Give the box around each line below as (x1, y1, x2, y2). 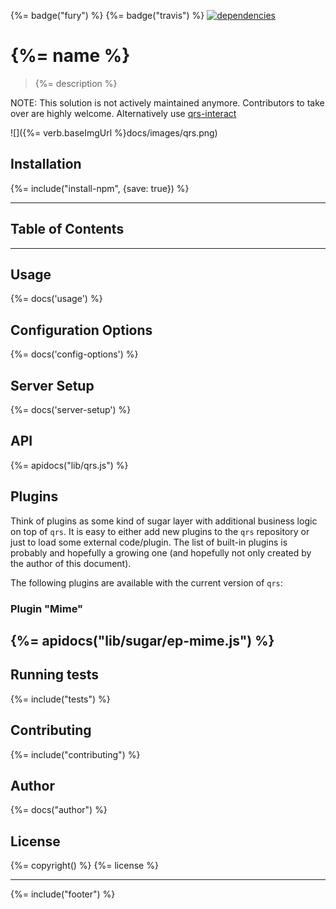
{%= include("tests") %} (10, 693, 111, 705)
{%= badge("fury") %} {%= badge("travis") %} (10, 10, 205, 21)
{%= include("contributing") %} (10, 748, 141, 760)
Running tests (10, 666, 100, 684)
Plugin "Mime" (10, 601, 84, 615)
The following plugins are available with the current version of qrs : (10, 576, 283, 589)
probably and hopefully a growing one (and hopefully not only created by (10, 546, 312, 559)
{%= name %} (10, 45, 131, 67)
